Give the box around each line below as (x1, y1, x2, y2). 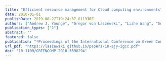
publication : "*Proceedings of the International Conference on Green (5, 39, 154, 44)
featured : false (5, 35, 39, 40)
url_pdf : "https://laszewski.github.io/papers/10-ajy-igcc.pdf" (5, 44, 140, 49)
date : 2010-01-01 (5, 12, 41, 17)
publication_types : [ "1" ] (5, 26, 58, 30)
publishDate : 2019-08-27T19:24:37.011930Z (5, 16, 94, 21)
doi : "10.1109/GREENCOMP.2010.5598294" (5, 48, 87, 53)
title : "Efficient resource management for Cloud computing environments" (5, 7, 163, 12)
